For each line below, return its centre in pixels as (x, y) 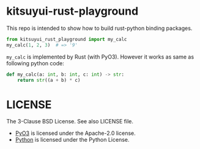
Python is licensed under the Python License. (72, 140)
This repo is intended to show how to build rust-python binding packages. (99, 28)
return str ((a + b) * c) (49, 80)
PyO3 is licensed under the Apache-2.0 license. (75, 133)
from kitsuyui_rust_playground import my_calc (67, 39)
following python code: (35, 63)
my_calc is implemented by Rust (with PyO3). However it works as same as (100, 57)
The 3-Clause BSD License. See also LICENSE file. (70, 122)
